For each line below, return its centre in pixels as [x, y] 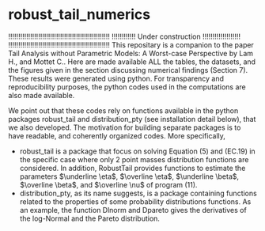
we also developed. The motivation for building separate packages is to [125, 127]
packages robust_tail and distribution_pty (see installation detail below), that [132, 119]
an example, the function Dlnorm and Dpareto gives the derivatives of [133, 210]
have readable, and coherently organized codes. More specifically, [117, 135]
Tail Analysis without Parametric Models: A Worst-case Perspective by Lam [131, 53]
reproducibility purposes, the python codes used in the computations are [127, 87]
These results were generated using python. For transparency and [116, 78]
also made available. [42, 95]
